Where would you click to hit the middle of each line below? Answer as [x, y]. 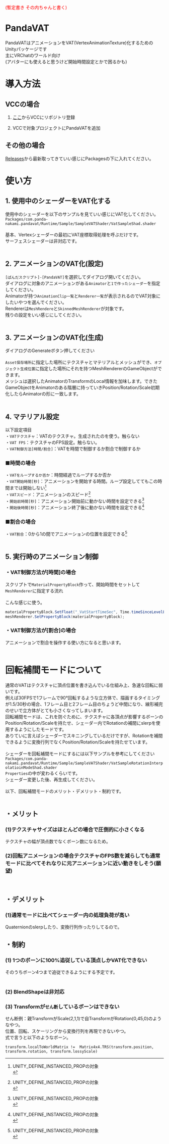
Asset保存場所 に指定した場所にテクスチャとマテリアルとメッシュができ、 [80, 362]
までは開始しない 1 [28, 487]
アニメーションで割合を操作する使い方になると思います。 [65, 642]
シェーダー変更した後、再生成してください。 [52, 779]
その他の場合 [25, 145]
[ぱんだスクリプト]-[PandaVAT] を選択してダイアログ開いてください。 [74, 277]
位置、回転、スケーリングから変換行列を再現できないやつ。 [67, 1031]
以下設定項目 [18, 430]
